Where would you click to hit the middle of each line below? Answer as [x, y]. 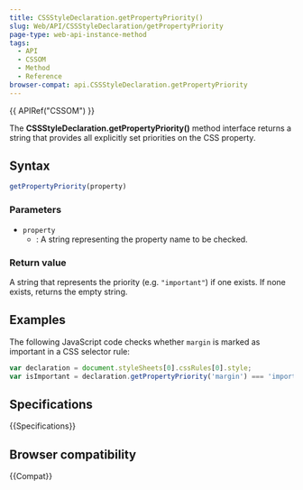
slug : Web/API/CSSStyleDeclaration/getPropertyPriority [116, 26]
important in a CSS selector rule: [70, 351]
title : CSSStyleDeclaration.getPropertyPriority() [106, 18]
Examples [37, 320]
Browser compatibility [73, 454]
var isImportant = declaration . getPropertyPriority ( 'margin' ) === [137, 376]
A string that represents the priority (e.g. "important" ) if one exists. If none [147, 282]
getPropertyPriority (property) [68, 187]
